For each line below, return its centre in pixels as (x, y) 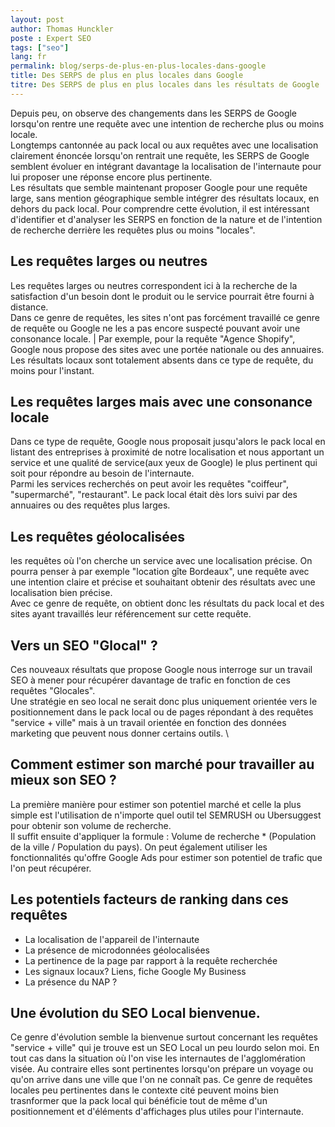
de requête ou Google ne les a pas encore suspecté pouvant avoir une (155, 328)
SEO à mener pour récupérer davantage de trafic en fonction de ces (150, 680)
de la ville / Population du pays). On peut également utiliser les (139, 847)
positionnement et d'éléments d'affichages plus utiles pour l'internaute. (157, 1112)
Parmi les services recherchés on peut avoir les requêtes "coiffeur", (150, 484)
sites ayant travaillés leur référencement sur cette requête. (131, 614)
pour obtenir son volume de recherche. (91, 825)
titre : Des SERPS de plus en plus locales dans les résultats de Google (165, 85)
